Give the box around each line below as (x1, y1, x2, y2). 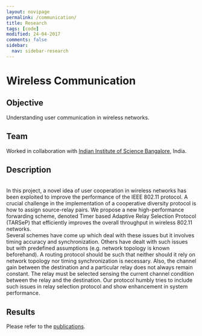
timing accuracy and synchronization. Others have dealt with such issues (6, 238, 188, 246)
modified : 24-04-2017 (6, 31, 61, 37)
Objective (6, 98, 44, 108)
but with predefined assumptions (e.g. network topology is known (6, 244, 170, 252)
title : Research (6, 20, 47, 26)
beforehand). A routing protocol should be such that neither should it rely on (6, 251, 196, 258)
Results (6, 306, 36, 317)
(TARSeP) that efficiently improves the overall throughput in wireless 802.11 (6, 219, 193, 226)
